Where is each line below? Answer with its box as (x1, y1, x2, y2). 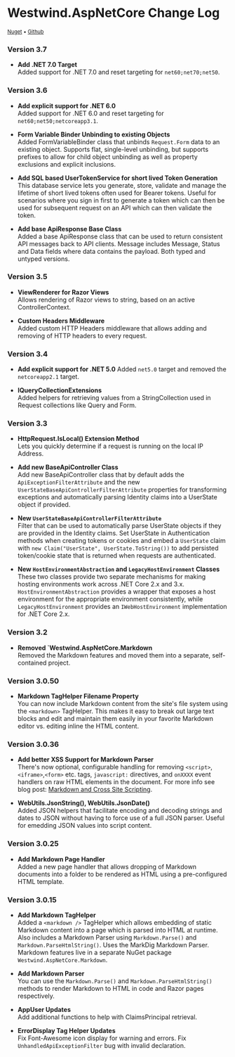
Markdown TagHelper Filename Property (17, 692, 139, 700)
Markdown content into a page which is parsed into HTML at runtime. (17, 925, 219, 934)
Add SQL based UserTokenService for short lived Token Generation (17, 174, 218, 182)
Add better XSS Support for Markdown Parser (17, 755, 154, 764)
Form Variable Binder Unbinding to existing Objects (17, 130, 170, 139)
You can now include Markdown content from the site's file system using (17, 700, 228, 708)
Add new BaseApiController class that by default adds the (17, 470, 184, 479)
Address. (17, 449, 44, 458)
